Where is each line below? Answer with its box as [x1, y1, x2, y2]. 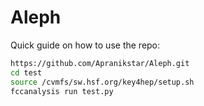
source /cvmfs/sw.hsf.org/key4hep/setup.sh [10, 77, 195, 87]
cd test [10, 67, 43, 78]
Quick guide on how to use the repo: [10, 39, 161, 51]
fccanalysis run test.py [10, 86, 114, 96]
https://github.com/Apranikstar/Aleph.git [10, 58, 190, 68]
